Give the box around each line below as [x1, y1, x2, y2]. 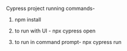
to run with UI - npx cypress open [14, 27, 96, 34]
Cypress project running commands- [6, 5, 95, 12]
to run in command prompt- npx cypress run [14, 39, 122, 45]
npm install [14, 16, 42, 23]
